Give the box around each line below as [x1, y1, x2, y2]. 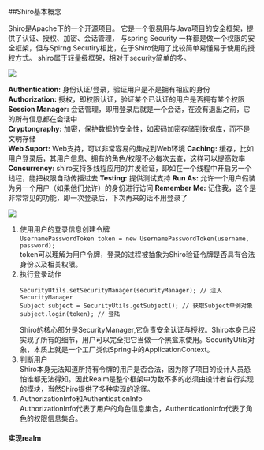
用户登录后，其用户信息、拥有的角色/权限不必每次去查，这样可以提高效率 [8, 154, 246, 163]
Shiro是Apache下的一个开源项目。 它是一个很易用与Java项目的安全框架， [8, 24, 247, 33]
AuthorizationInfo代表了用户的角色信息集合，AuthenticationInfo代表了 [19, 404, 247, 413]
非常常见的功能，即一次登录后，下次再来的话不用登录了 [8, 193, 188, 203]
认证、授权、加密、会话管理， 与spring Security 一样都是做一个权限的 [21, 34, 248, 43]
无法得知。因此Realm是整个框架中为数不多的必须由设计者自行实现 [40, 374, 255, 384]
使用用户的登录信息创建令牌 [19, 225, 110, 234]
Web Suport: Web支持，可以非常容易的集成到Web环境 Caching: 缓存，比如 [8, 144, 255, 153]
